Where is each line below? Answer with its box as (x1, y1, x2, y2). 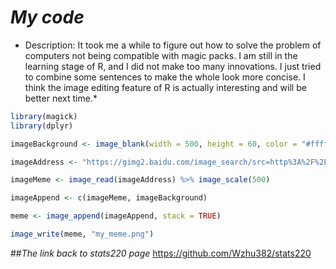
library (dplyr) (10, 121, 74, 131)
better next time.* (24, 92, 98, 104)
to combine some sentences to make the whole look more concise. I (24, 71, 306, 83)
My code (10, 6, 85, 29)
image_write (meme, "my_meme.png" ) (10, 229, 155, 240)
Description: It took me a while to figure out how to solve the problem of (24, 39, 322, 51)
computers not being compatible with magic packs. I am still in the (24, 49, 298, 61)
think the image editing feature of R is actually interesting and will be (24, 81, 307, 93)
